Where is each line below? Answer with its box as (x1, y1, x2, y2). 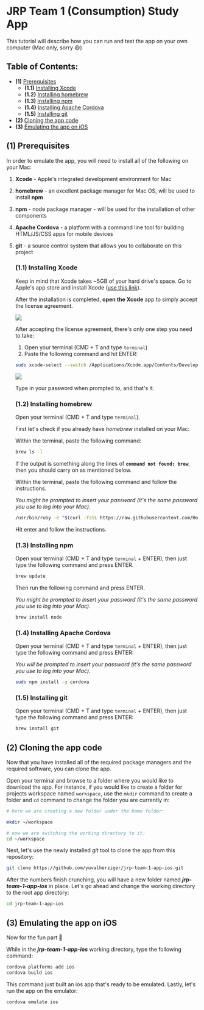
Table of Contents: (6, 62, 79, 72)
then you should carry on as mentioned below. (15, 466, 132, 474)
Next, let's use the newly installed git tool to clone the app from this (6, 847, 175, 854)
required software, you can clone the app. (6, 765, 111, 772)
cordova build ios (6, 969, 53, 976)
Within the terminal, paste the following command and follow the (15, 478, 177, 485)
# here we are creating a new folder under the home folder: (6, 808, 165, 814)
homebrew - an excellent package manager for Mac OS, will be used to (15, 187, 195, 194)
